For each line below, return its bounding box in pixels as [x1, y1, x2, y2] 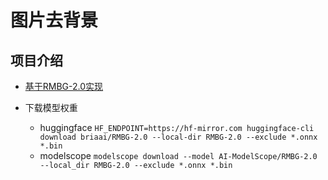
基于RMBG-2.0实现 [24, 81, 104, 92]
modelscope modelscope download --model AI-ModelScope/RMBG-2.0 [39, 150, 318, 161]
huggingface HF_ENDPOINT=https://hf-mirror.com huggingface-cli [39, 122, 315, 133]
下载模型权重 [24, 102, 78, 113]
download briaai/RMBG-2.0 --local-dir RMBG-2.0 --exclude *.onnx [39, 132, 318, 142]
